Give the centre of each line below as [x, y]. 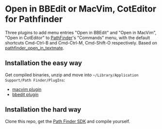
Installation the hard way [43, 110]
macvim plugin [27, 89]
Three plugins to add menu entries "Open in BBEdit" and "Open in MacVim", [81, 32]
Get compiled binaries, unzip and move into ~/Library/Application [72, 75]
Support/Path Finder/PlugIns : [35, 80]
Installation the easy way [44, 63]
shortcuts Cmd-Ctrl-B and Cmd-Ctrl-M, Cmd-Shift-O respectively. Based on [81, 43]
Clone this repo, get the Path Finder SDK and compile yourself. [67, 121]
